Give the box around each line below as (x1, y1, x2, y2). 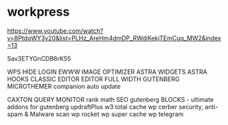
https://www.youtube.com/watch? (7, 27, 104, 35)
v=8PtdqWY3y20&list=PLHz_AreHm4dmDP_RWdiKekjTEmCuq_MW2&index (7, 33, 222, 42)
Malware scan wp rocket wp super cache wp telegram (30, 110, 184, 118)
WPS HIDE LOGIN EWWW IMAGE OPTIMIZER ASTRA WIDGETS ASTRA (7, 68, 207, 76)
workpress (7, 4, 70, 20)
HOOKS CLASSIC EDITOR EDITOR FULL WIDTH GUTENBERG (7, 74, 180, 83)
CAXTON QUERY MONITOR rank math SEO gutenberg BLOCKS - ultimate (7, 95, 214, 103)
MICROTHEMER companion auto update (7, 82, 122, 90)
